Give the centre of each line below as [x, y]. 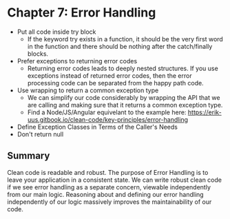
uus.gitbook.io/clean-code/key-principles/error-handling [107, 119]
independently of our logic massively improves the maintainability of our [109, 202]
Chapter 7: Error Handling [82, 13]
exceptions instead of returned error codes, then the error [109, 75]
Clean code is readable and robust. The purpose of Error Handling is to [108, 172]
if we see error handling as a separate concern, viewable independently [109, 187]
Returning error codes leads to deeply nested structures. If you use [123, 68]
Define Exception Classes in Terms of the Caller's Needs [97, 127]
